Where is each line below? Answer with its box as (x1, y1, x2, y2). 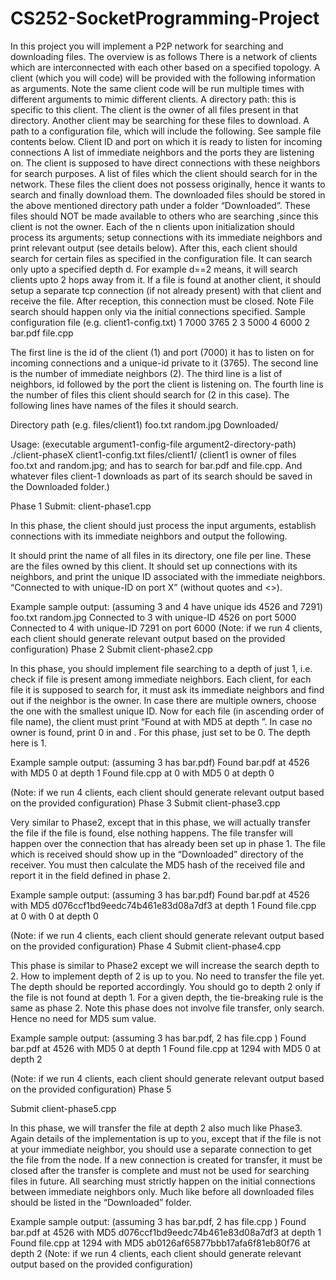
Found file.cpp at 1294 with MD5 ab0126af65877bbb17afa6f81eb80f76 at (10, 1237, 311, 1249)
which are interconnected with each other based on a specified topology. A (10, 61, 321, 73)
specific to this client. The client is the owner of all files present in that (10, 103, 299, 116)
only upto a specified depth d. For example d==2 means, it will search (10, 263, 298, 275)
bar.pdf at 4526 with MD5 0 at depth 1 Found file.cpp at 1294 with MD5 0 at (10, 1042, 322, 1054)
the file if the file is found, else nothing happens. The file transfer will (10, 827, 293, 839)
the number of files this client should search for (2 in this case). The (10, 388, 290, 401)
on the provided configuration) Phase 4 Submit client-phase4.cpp (10, 940, 282, 952)
